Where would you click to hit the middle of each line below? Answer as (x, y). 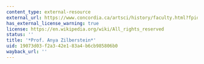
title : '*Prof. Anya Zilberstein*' (51, 40)
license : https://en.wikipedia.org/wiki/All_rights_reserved (85, 29)
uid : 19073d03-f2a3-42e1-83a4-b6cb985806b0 (62, 46)
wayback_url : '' (27, 52)
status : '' (20, 35)
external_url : (24, 18)
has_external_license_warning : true (53, 23)
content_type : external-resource (49, 12)
